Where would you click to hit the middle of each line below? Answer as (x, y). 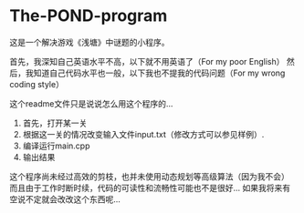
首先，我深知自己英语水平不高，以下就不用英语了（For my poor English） (147, 61)
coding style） (37, 84)
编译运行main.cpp (56, 146)
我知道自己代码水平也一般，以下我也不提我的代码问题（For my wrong (155, 73)
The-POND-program (89, 16)
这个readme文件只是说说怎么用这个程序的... (91, 103)
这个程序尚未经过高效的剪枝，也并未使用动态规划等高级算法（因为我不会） (149, 176)
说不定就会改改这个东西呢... (69, 199)
